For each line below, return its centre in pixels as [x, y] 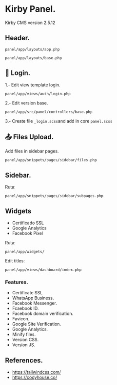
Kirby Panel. [30, 9]
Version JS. [24, 345]
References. [24, 360]
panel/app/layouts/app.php [32, 49]
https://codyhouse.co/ [35, 377]
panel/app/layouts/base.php [34, 58]
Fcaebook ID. [25, 308]
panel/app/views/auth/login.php [38, 94]
